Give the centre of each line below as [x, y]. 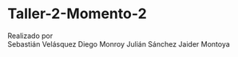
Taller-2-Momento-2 [77, 14]
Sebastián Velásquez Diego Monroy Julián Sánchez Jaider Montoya [119, 44]
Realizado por [30, 36]
